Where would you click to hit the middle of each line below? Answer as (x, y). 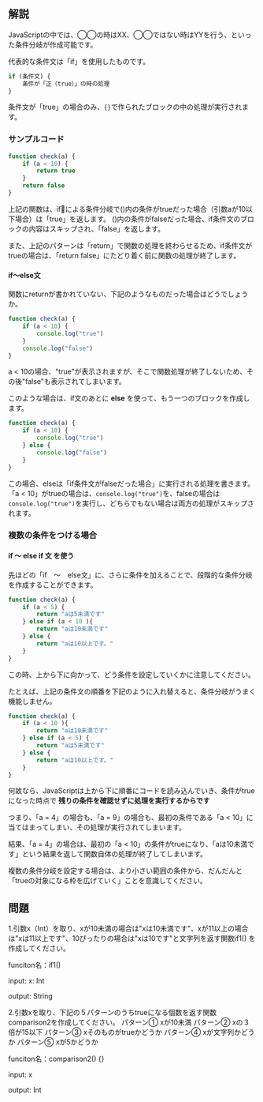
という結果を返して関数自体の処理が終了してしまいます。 (114, 854)
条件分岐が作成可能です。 (56, 44)
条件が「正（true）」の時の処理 (66, 84)
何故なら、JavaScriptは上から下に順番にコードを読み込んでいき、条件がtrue (131, 791)
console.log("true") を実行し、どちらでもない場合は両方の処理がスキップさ (131, 503)
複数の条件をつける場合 (52, 536)
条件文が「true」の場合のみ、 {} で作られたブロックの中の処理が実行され (125, 107)
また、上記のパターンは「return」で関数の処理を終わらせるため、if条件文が (130, 245)
